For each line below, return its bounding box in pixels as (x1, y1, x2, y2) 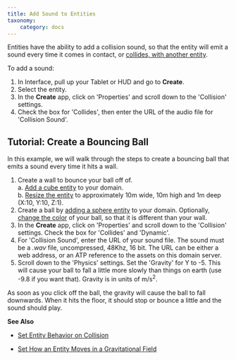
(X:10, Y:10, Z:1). (17, 199, 64, 207)
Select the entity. (17, 86, 67, 94)
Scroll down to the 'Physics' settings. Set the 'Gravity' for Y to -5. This (17, 259, 221, 267)
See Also (7, 317, 34, 325)
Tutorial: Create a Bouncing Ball (7, 136, 149, 148)
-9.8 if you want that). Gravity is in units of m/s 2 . (17, 274, 158, 283)
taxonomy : (7, 17, 37, 24)
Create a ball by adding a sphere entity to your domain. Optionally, (17, 206, 210, 214)
